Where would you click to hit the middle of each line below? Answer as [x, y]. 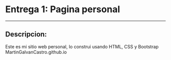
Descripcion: [26, 34]
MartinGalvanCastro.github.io [36, 52]
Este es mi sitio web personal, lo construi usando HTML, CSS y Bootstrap [82, 46]
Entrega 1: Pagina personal [63, 9]
